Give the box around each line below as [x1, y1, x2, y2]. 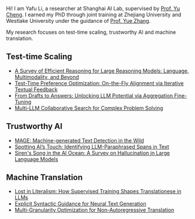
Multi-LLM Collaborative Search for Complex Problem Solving [14, 105, 163, 112]
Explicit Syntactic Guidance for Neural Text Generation [14, 200, 146, 207]
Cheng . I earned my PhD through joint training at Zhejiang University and [6, 11, 182, 18]
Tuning [14, 98, 32, 105]
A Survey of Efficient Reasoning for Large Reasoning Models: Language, [14, 67, 189, 74]
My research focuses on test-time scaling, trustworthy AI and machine [6, 29, 176, 36]
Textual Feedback [14, 86, 58, 93]
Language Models [14, 155, 59, 162]
